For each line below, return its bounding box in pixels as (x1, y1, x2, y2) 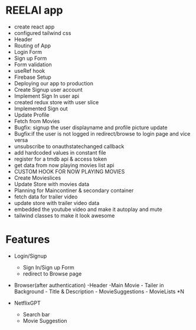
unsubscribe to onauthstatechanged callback (14, 143, 125, 150)
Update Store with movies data (14, 180, 90, 187)
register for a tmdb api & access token (14, 155, 107, 162)
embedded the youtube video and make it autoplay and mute (14, 206, 163, 213)
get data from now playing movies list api (14, 161, 115, 169)
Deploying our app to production (14, 79, 94, 86)
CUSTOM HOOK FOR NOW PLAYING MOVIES (14, 168, 125, 175)
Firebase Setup (14, 73, 51, 81)
